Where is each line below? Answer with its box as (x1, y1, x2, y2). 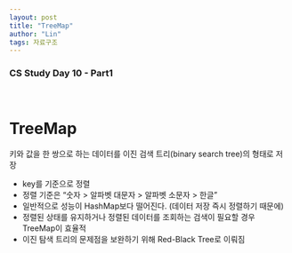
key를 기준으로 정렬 (21, 178, 91, 189)
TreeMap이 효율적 (21, 223, 86, 233)
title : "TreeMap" (9, 21, 74, 30)
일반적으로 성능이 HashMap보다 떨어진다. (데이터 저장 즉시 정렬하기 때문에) (21, 201, 285, 211)
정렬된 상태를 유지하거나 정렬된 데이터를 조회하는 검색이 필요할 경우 (21, 212, 255, 223)
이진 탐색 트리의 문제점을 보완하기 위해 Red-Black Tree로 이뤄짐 (21, 234, 246, 245)
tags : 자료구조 (9, 37, 58, 47)
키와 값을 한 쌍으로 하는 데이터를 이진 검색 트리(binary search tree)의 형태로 (9, 148, 274, 160)
